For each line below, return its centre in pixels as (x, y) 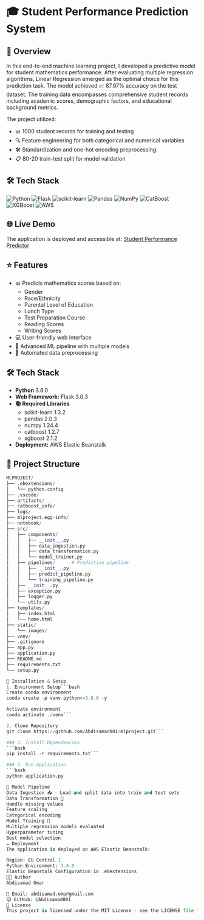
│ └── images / (27, 630)
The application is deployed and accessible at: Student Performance (92, 239)
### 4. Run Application (36, 765)
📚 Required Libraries (42, 404)
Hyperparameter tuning (35, 832)
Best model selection (34, 838)
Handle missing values (35, 804)
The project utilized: (31, 119)
